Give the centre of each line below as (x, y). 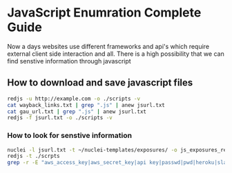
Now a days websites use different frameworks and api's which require (108, 46)
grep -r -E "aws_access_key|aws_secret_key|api (77, 163)
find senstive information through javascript (69, 61)
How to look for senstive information (70, 136)
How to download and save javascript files (100, 83)
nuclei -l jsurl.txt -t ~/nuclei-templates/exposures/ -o (92, 150)
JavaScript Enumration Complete (104, 13)
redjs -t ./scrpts (33, 156)
